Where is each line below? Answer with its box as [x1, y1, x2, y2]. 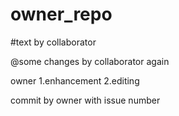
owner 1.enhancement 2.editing [10, 74, 140, 87]
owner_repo [10, 3, 113, 26]
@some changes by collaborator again [10, 55, 170, 67]
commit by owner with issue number [10, 94, 161, 106]
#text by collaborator [10, 36, 97, 48]
